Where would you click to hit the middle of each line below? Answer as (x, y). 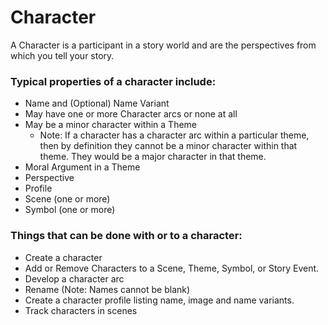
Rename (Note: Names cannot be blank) (107, 289)
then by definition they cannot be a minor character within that (168, 146)
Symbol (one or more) (70, 210)
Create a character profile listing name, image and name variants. (159, 300)
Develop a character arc (74, 278)
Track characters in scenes (81, 310)
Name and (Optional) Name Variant (97, 103)
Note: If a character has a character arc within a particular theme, (174, 135)
